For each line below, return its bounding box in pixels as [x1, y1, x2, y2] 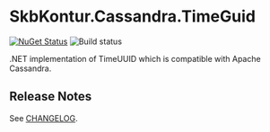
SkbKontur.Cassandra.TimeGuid [9, 6, 256, 27]
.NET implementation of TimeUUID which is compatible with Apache [9, 53, 262, 64]
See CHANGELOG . [9, 112, 78, 123]
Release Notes [9, 89, 92, 104]
